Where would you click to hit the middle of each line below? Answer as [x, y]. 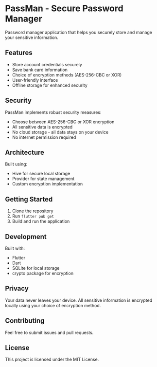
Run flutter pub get [33, 216]
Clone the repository [33, 211]
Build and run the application [41, 221]
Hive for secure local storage [41, 174]
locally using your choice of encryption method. [53, 305]
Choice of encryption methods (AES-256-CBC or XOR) [67, 75]
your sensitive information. [32, 37]
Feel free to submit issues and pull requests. [49, 332]
